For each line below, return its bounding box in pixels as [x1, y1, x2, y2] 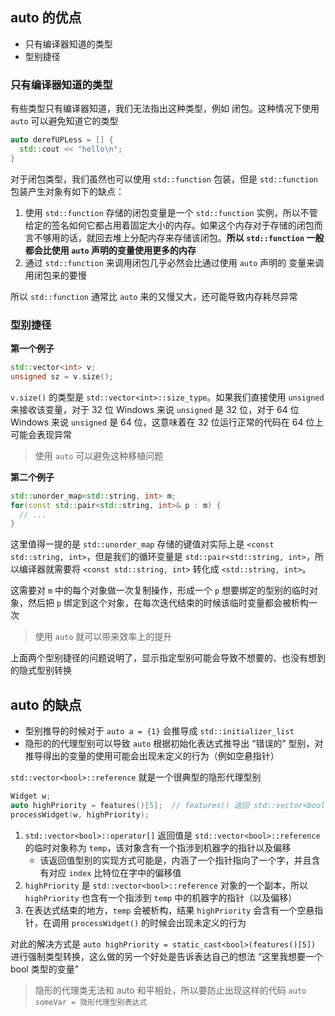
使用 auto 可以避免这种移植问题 [34, 449, 164, 462]
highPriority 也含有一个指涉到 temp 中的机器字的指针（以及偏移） [24, 891, 298, 903]
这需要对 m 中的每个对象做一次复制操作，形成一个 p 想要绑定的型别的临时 [10, 584, 310, 597]
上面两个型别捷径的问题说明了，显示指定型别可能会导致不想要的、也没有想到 [10, 652, 326, 664]
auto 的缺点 [10, 696, 82, 713]
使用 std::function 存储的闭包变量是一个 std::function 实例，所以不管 [24, 206, 318, 218]
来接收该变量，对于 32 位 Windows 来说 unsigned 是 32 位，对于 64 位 [10, 403, 300, 415]
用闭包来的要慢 [24, 269, 87, 281]
